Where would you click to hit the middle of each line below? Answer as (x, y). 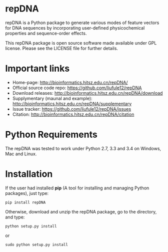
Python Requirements (51, 135)
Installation (29, 174)
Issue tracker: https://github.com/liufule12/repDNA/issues (72, 109)
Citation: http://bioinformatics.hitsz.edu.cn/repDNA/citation (73, 114)
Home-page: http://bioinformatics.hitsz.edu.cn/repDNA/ (70, 82)
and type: (15, 217)
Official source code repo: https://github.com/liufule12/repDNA (77, 88)
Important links (37, 69)
